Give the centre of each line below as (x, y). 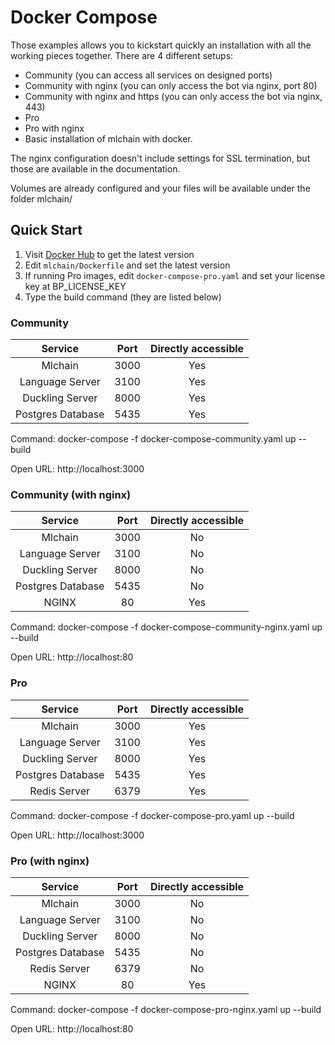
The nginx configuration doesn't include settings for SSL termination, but (160, 158)
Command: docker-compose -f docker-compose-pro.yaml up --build (152, 815)
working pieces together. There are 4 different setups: (122, 55)
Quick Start (46, 230)
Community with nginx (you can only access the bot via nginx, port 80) (171, 85)
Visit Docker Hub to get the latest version (109, 254)
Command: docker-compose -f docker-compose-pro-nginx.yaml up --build (166, 1009)
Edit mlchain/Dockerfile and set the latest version (127, 265)
